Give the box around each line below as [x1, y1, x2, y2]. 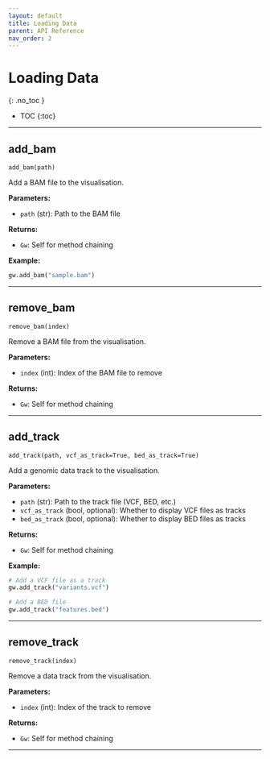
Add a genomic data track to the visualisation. [8, 465, 160, 475]
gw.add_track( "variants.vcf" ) [8, 583, 110, 592]
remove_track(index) [8, 657, 78, 665]
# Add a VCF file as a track [8, 576, 106, 584]
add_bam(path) [8, 164, 56, 172]
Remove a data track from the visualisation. [8, 670, 152, 681]
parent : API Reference [8, 27, 84, 35]
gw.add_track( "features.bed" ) [8, 606, 110, 614]
